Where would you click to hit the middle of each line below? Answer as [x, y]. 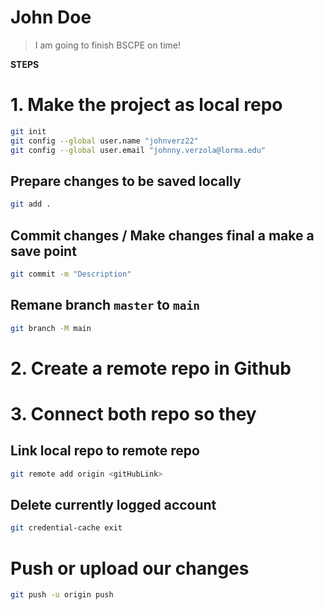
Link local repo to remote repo [105, 451]
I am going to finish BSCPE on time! [108, 45]
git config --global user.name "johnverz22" [104, 141]
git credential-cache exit [66, 528]
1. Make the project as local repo [146, 105]
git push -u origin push [62, 595]
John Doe [51, 17]
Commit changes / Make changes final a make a [162, 235]
